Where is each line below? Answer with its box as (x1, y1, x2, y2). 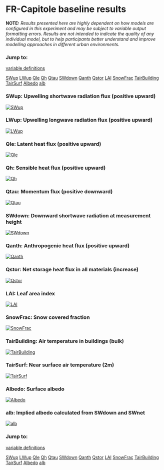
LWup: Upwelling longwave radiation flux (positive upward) (5, 117, 153, 124)
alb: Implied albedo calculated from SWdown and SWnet (5, 409, 145, 416)
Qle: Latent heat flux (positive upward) (5, 140, 101, 147)
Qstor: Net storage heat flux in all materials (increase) (5, 266, 139, 273)
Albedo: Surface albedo (5, 385, 64, 392)
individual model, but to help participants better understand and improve (5, 36, 156, 42)
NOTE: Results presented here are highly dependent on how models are (5, 20, 154, 26)
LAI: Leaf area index (5, 290, 55, 297)
